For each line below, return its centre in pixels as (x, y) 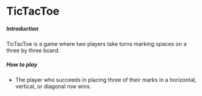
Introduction (22, 28)
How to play (22, 64)
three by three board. (33, 51)
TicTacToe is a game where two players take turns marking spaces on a (96, 44)
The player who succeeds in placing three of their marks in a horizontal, (106, 80)
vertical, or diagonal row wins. (53, 86)
